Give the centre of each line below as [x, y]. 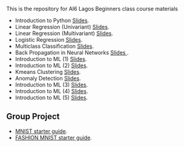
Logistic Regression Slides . [49, 40]
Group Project [33, 116]
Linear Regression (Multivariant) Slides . [64, 33]
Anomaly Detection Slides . [48, 78]
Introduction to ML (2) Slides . [51, 65]
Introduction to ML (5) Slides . [51, 97]
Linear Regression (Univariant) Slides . [62, 27]
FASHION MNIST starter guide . [53, 137]
